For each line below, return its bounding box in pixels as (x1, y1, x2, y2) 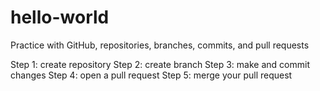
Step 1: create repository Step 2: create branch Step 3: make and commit (10, 58, 310, 70)
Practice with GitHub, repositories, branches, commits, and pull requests (10, 39, 310, 51)
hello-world (10, 6, 110, 29)
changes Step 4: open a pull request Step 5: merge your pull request (10, 69, 293, 81)
